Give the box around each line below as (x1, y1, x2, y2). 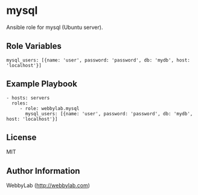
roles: (11, 100, 28, 106)
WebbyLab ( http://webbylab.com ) (6, 182, 91, 189)
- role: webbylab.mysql (19, 105, 80, 112)
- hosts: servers (6, 95, 50, 101)
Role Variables (6, 41, 62, 51)
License (6, 132, 37, 142)
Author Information (6, 165, 80, 176)
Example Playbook (6, 79, 77, 89)
